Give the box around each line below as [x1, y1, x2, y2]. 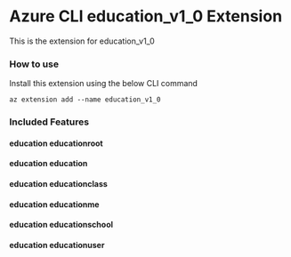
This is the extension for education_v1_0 [9, 36, 156, 46]
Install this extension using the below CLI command [9, 78, 198, 89]
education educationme [9, 198, 100, 210]
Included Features [9, 116, 90, 128]
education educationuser [9, 239, 105, 250]
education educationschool [9, 220, 114, 230]
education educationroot [9, 138, 104, 149]
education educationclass [9, 178, 109, 189]
